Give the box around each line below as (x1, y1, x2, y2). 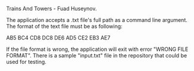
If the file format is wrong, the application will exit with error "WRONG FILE (6, 46, 189, 53)
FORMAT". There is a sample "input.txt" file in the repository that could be (6, 52, 187, 59)
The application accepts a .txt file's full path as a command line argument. (6, 17, 187, 23)
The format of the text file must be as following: (6, 23, 123, 30)
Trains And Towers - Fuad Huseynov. (6, 5, 97, 12)
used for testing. (6, 59, 46, 65)
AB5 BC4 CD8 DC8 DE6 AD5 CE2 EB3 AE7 (6, 34, 111, 41)
